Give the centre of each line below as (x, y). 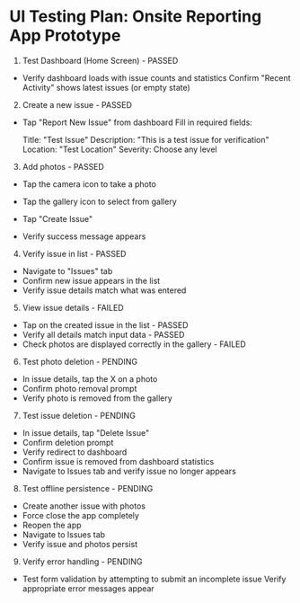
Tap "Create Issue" (57, 218)
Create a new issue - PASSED (77, 104)
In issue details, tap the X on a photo (90, 378)
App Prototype (65, 35)
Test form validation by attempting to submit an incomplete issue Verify (154, 579)
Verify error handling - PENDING (82, 561)
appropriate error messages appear (88, 588)
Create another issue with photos (84, 506)
